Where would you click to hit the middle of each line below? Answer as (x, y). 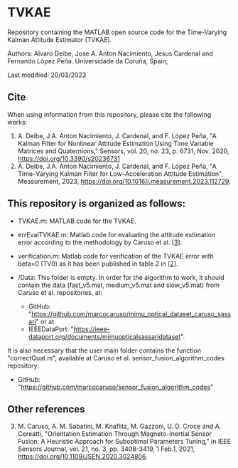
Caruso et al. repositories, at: (60, 292)
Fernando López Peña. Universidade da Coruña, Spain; (88, 61)
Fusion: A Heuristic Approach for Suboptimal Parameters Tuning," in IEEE (124, 442)
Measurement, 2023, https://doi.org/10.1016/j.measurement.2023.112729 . (124, 181)
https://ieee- (92, 329)
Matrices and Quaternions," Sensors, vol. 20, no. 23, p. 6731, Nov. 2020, (123, 151)
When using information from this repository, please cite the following (109, 114)
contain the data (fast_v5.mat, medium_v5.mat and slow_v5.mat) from (119, 285)
